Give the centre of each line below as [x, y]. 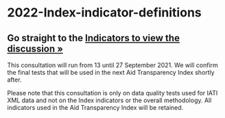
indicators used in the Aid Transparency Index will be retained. [95, 107]
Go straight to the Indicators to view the [94, 38]
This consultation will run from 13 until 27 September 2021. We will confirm [113, 65]
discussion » [35, 48]
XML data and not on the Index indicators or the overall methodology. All [109, 100]
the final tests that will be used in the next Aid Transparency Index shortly [111, 72]
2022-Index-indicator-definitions [104, 13]
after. [14, 80]
